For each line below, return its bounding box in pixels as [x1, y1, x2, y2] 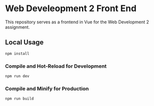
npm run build [5, 96, 34, 101]
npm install [5, 51, 29, 56]
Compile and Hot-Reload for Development [5, 63, 107, 70]
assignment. [5, 24, 30, 30]
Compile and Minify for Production [5, 85, 89, 92]
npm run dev [5, 73, 29, 78]
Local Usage [5, 38, 44, 47]
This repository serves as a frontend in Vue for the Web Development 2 [5, 19, 150, 25]
